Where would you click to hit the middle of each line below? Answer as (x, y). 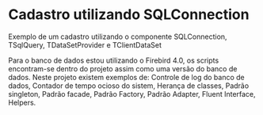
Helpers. (22, 102)
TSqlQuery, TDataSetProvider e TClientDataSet (85, 44)
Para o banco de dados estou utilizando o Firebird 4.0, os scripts (114, 60)
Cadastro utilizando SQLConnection (129, 15)
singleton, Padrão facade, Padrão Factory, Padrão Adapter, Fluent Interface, (132, 94)
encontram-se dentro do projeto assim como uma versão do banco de (123, 68)
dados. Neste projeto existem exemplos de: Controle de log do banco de (126, 77)
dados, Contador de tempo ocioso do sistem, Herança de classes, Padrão (129, 86)
